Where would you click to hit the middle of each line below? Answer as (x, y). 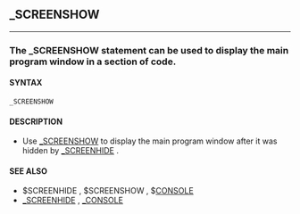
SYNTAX (26, 83)
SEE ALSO (28, 171)
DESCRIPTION (36, 121)
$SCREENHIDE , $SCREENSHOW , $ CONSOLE (108, 191)
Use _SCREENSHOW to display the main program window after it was (150, 141)
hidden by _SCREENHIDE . (70, 151)
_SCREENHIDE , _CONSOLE (72, 201)
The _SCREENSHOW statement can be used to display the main (149, 50)
